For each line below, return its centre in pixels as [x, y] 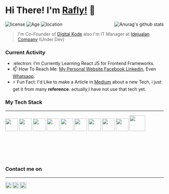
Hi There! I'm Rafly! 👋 [50, 10]
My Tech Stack [24, 102]
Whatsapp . [24, 76]
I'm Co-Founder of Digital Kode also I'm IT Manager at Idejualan [83, 34]
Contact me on [24, 169]
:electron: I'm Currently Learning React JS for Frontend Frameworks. [83, 63]
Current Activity [25, 52]
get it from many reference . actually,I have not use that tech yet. [79, 89]
